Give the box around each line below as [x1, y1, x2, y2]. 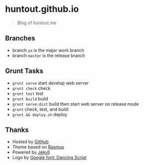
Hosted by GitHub [12, 139, 49, 145]
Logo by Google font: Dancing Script [12, 155, 87, 161]
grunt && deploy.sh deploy [12, 111, 68, 117]
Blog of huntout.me [17, 20, 57, 26]
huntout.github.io [5, 3, 79, 15]
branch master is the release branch [12, 52, 85, 58]
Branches [5, 34, 36, 42]
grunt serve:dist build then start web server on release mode [12, 101, 139, 107]
